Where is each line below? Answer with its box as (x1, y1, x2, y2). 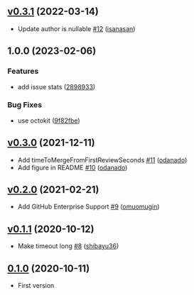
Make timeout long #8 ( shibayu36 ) (17, 242, 119, 250)
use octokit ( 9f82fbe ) (17, 116, 80, 125)
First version (17, 282, 55, 290)
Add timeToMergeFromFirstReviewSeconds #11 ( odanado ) (17, 155, 188, 164)
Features (7, 67, 39, 77)
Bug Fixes (7, 100, 43, 110)
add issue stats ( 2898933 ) (17, 82, 96, 91)
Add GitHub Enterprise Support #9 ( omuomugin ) (17, 202, 160, 211)
